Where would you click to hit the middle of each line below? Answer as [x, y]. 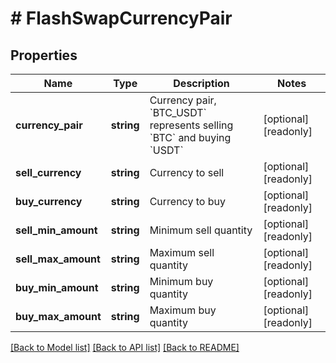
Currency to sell [187, 172]
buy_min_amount [57, 287]
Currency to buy [187, 201]
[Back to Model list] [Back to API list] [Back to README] [125, 347]
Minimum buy [181, 281]
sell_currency [48, 172]
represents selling [191, 125]
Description [201, 83]
